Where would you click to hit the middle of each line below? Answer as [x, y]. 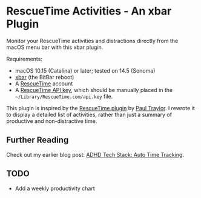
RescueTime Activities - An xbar [89, 11]
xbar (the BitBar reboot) [44, 77]
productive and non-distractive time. [52, 121]
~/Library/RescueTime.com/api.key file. [64, 96]
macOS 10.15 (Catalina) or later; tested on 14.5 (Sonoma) [85, 70]
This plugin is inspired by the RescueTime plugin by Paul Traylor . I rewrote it [100, 108]
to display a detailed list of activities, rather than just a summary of [89, 114]
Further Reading [38, 140]
